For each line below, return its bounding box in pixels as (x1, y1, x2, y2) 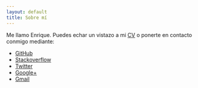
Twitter (15, 62, 33, 70)
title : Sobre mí (6, 15, 47, 21)
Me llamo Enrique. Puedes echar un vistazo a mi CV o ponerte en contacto (6, 31, 193, 38)
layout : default (6, 8, 47, 15)
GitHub (15, 49, 33, 56)
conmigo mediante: (6, 38, 54, 45)
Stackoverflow (15, 56, 51, 63)
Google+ (15, 69, 38, 76)
